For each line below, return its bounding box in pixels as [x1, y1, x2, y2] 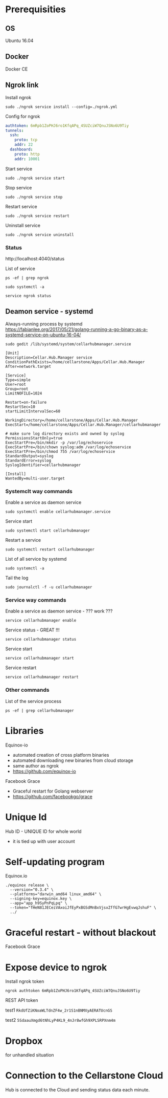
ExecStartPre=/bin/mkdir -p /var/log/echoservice [5, 440, 113, 445]
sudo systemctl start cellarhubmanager [5, 528, 90, 533]
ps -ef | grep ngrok [5, 275, 50, 280]
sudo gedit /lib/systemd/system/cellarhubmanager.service [5, 341, 131, 346]
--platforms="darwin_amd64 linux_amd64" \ [10, 892, 102, 897]
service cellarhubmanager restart [5, 674, 79, 680]
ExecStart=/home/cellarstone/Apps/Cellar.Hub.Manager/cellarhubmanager [5, 422, 161, 427]
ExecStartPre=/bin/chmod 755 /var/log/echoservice [5, 449, 115, 454]
